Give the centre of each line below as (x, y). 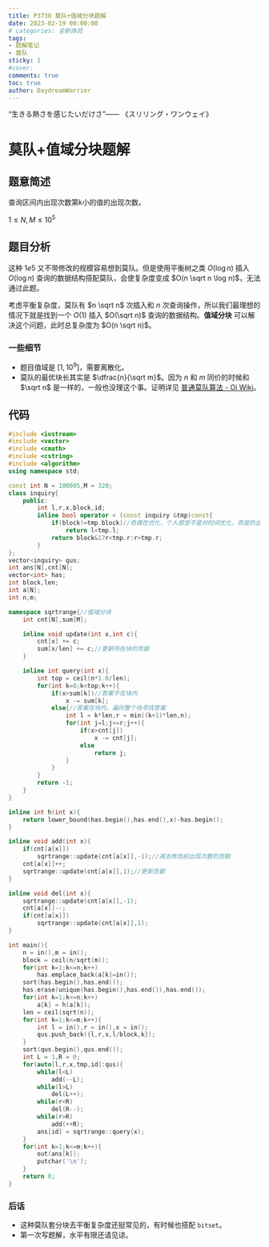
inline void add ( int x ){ (50, 842)
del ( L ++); (67, 1095)
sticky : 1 (25, 61)
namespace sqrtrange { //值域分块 (60, 612)
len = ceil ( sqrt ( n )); (58, 1012)
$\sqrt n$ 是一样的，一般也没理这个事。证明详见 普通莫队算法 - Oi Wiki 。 (140, 387)
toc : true (25, 83)
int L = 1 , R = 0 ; (52, 1057)
